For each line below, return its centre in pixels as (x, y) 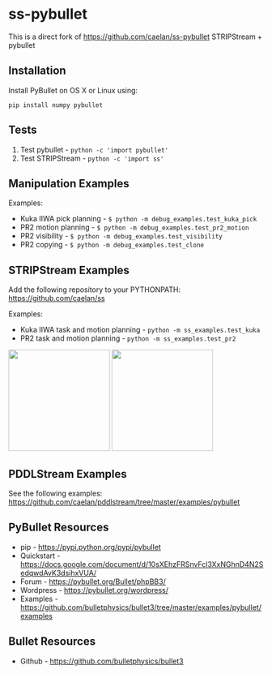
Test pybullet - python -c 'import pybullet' (94, 149)
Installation (37, 71)
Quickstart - (40, 556)
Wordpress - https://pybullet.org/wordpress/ (94, 590)
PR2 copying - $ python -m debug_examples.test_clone (112, 245)
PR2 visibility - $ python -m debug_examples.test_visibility (121, 236)
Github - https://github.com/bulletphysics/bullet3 (102, 661)
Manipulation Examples (69, 183)
